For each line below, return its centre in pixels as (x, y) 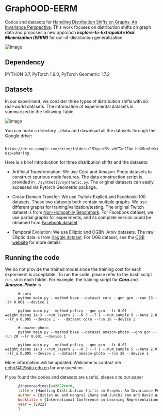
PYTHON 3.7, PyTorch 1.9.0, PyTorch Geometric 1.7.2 (57, 74)
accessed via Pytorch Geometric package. (55, 187)
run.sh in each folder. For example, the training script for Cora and (72, 280)
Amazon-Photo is (23, 285)
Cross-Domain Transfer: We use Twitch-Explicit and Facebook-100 (79, 197)
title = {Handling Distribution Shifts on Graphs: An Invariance (85, 391)
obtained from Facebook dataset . (45, 222)
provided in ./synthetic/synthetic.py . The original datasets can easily (83, 182)
